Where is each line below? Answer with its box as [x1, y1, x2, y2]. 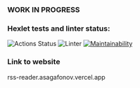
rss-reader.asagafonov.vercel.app [7, 73, 106, 81]
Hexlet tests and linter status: [7, 23, 110, 33]
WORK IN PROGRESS [7, 5, 80, 15]
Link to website [7, 57, 61, 67]
